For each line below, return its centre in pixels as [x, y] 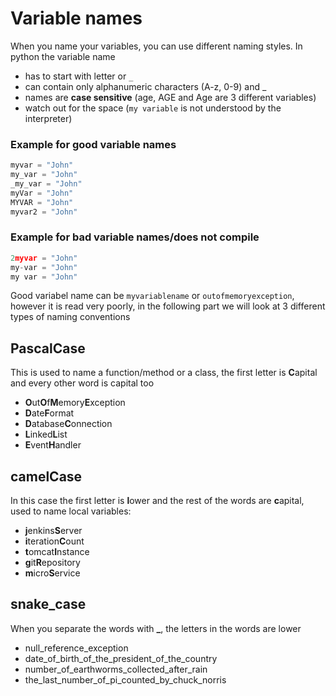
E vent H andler [53, 445]
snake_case [48, 604]
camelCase [46, 476]
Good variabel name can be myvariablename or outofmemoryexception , [152, 296]
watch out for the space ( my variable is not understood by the [153, 108]
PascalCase [48, 348]
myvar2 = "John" [44, 212]
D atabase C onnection [68, 424]
